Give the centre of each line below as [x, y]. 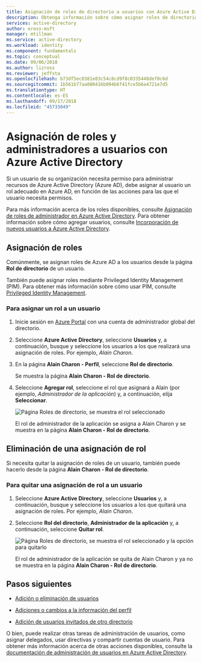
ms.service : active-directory [44, 40]
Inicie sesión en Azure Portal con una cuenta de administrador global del [105, 322]
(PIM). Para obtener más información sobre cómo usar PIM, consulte [91, 287]
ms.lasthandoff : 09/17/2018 [41, 101]
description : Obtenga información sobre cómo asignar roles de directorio [102, 17]
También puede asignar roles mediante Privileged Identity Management [95, 280]
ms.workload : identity [35, 46]
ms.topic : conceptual [33, 57]
